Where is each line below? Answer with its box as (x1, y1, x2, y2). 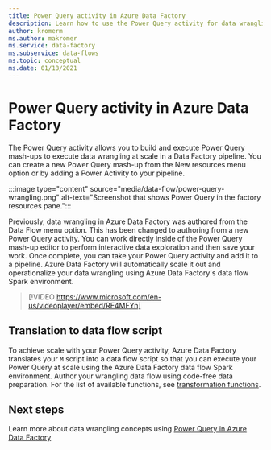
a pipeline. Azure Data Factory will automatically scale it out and (8, 259, 221, 269)
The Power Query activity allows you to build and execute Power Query (8, 142, 245, 152)
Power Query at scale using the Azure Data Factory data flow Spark (8, 362, 233, 372)
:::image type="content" (8, 184, 89, 193)
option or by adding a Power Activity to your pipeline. (8, 168, 186, 178)
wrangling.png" (8, 192, 60, 202)
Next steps (8, 403, 65, 416)
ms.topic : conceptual (8, 57, 81, 65)
